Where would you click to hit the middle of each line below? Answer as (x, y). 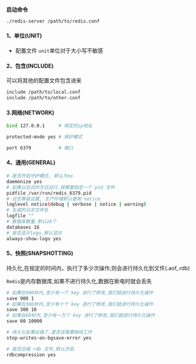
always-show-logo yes (34, 238)
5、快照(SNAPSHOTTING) (40, 253)
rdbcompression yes (31, 355)
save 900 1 (20, 298)
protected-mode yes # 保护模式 (44, 137)
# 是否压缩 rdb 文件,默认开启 (40, 349)
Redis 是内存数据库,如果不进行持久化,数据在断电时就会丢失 (79, 281)
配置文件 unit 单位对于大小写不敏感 (59, 51)
